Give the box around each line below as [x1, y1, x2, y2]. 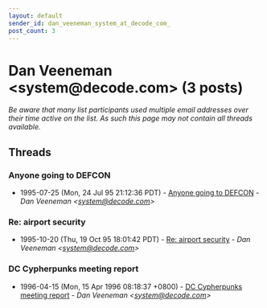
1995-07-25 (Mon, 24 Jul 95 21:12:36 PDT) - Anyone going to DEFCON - [19, 188, 260, 197]
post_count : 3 [8, 27, 56, 35]
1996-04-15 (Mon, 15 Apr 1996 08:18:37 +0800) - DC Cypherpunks [19, 281, 243, 291]
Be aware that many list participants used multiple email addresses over [8, 105, 249, 115]
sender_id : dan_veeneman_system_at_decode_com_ [8, 19, 171, 27]
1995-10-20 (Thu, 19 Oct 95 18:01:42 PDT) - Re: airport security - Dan [19, 235, 251, 244]
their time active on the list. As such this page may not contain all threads [8, 113, 253, 123]
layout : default [8, 11, 63, 20]
